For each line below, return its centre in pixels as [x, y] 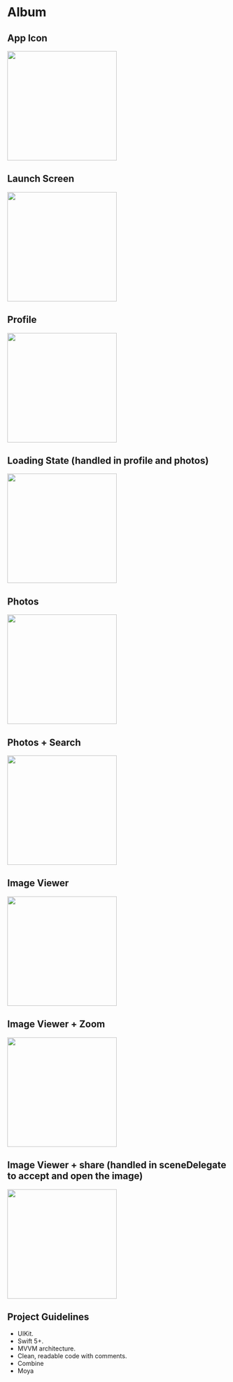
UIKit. [25, 1334]
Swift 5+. [30, 1341]
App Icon [27, 38]
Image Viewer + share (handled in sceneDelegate [117, 1165]
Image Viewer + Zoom [56, 1024]
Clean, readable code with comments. [72, 1356]
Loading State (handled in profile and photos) [108, 461]
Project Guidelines [48, 1317]
